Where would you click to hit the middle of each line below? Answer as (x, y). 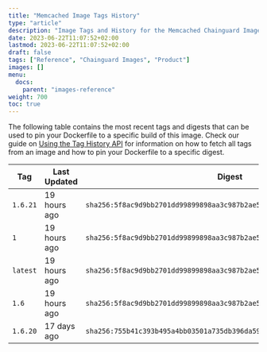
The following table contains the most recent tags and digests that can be (129, 127)
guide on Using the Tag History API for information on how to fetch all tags (130, 144)
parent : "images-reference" (69, 89)
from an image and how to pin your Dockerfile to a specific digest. (116, 153)
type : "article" (35, 23)
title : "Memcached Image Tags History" (74, 15)
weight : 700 (28, 97)
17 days (60, 327)
